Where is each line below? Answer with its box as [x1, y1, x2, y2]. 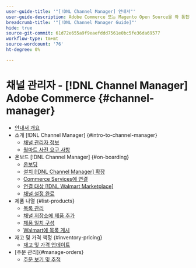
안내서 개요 [14, 124, 40, 131]
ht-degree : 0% [6, 47, 41, 53]
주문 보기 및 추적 [23, 256, 61, 263]
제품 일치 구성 [23, 219, 55, 226]
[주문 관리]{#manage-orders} [14, 248, 84, 255]
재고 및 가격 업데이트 [23, 241, 71, 248]
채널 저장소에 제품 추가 [23, 212, 75, 219]
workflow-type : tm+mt [6, 36, 59, 42]
